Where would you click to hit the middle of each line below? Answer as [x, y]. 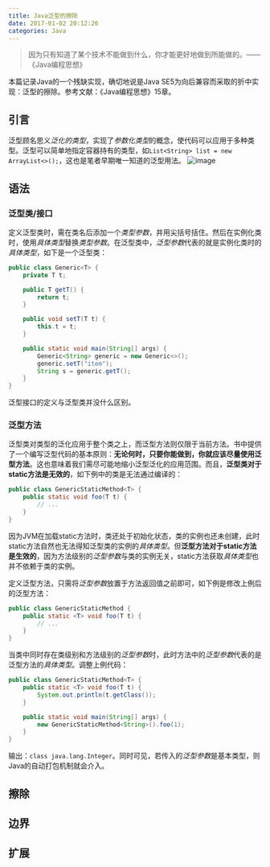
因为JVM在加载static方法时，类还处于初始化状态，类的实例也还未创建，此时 [134, 536]
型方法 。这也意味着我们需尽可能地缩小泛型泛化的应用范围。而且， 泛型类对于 [135, 464]
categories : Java [37, 31]
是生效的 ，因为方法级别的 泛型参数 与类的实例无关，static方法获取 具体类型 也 [133, 556]
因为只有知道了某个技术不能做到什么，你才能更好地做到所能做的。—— [144, 55]
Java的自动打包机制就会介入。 [59, 766]
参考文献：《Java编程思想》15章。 [120, 92]
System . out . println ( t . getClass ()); [97, 695]
